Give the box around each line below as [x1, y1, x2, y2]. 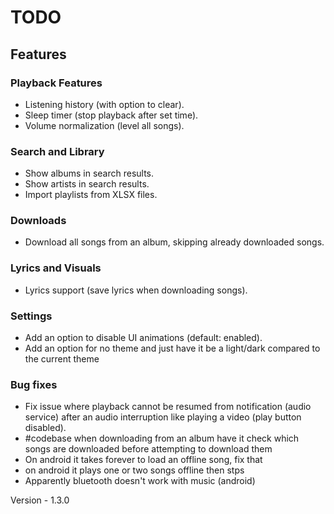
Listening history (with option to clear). [24, 98, 185, 110]
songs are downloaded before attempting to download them [24, 443, 273, 455]
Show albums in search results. [24, 167, 155, 180]
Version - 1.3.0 [10, 494, 70, 506]
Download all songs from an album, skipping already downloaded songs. [24, 236, 325, 248]
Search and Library [10, 144, 105, 158]
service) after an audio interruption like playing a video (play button [24, 411, 302, 423]
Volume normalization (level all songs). [24, 119, 185, 131]
